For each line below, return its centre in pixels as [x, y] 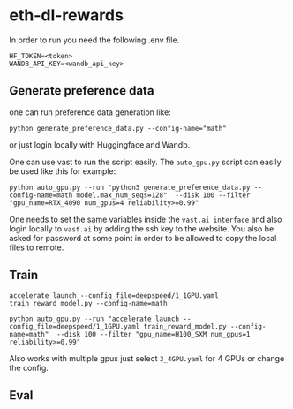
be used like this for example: [63, 171]
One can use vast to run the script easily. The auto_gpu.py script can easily [145, 162]
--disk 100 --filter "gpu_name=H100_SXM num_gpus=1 [153, 334]
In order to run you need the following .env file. [94, 40]
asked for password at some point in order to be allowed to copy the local [143, 238]
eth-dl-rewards [66, 15]
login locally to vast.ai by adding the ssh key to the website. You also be [142, 228]
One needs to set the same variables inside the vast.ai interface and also [146, 219]
